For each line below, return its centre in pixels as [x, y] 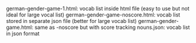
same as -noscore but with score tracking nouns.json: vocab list [112, 27]
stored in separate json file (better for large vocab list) [72, 21]
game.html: [20, 27]
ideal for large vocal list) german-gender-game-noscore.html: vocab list [93, 15]
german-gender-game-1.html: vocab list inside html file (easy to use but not [98, 9]
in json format [23, 34]
